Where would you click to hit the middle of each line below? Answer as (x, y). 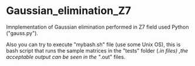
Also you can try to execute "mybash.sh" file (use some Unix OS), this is (93, 44)
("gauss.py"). (22, 33)
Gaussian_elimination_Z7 (69, 11)
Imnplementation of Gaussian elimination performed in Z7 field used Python (97, 27)
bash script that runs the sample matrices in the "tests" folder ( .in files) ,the (97, 50)
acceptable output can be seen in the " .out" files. (66, 57)
